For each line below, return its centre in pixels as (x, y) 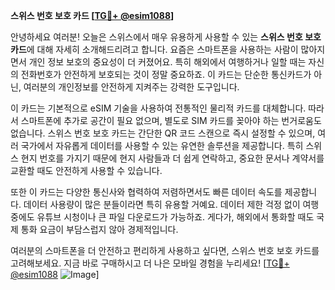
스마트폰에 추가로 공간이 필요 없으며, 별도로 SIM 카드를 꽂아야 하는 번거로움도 (171, 120)
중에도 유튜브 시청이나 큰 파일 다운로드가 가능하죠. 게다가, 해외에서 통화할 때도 (162, 217)
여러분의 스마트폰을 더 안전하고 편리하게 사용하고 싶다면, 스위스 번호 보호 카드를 (165, 250)
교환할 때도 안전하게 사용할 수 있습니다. (86, 170)
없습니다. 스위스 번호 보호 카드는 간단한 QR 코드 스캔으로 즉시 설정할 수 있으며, (163, 133)
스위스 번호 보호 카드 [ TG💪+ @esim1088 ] (92, 15)
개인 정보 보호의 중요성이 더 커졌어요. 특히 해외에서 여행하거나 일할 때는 (167, 62)
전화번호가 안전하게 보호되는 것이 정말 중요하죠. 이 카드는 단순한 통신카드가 (166, 74)
